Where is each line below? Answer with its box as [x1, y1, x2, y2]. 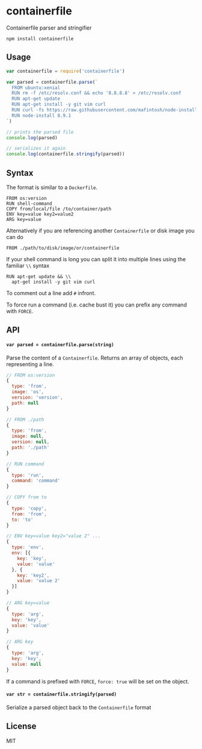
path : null [11, 400, 39, 406]
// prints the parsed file [6, 129, 74, 135]
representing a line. [6, 360, 54, 368]
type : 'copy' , [11, 505, 47, 511]
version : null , [11, 439, 50, 445]
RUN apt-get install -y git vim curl [11, 101, 106, 108]
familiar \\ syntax [6, 262, 50, 269]
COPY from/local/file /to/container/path [6, 206, 112, 212]
